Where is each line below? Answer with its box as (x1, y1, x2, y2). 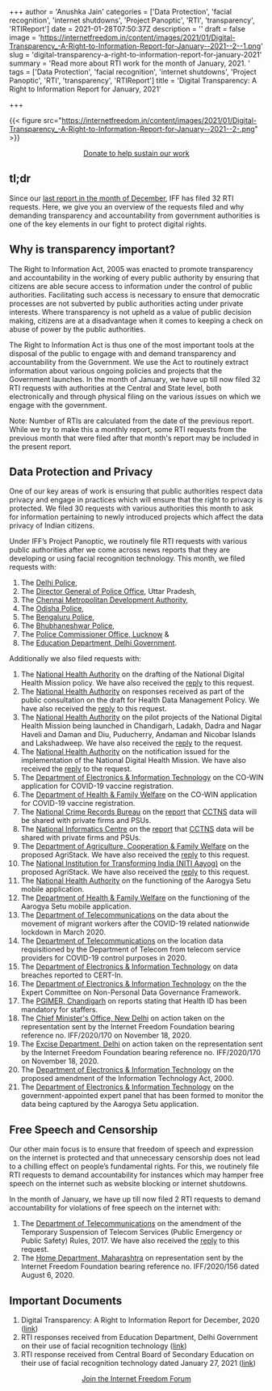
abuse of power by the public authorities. (9, 324, 146, 334)
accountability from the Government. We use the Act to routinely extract (9, 357, 249, 367)
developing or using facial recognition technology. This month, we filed (9, 553, 245, 563)
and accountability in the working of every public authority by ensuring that (9, 273, 260, 282)
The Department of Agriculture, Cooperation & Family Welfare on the (20, 842, 249, 851)
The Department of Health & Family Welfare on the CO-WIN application (20, 790, 257, 799)
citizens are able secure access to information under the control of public (9, 281, 253, 290)
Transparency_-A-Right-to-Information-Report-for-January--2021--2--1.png (9, 41, 262, 51)
